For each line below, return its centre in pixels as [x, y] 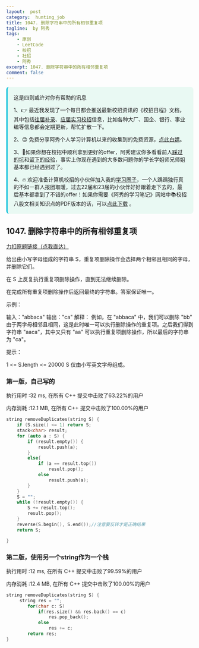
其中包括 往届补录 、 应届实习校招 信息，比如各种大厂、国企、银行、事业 [99, 119]
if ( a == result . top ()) [67, 464]
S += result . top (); [52, 508]
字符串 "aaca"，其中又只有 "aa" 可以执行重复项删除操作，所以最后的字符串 [97, 332]
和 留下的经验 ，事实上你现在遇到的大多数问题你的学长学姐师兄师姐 [105, 160]
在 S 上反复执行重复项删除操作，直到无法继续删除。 [69, 279]
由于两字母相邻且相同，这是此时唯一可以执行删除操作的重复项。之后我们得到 [100, 325]
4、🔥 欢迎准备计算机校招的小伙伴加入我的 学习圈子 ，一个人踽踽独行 [96, 180]
